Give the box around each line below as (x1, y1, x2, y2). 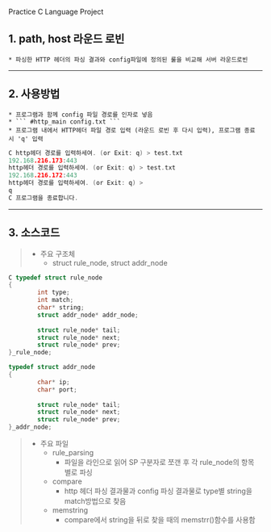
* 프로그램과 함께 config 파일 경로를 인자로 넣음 (8, 111, 153, 119)
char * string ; (37, 304, 85, 312)
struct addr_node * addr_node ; (37, 311, 139, 319)
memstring (52, 505, 89, 515)
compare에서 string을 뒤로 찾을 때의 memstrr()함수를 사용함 (64, 515, 256, 525)
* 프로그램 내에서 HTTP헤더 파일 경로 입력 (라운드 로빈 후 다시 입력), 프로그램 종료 (8, 126, 256, 134)
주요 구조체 (40, 249, 75, 258)
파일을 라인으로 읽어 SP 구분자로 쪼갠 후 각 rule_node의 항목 (64, 458, 255, 467)
